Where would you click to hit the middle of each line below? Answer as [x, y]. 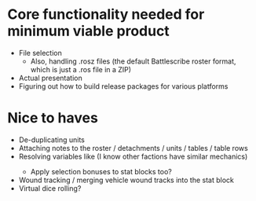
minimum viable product [88, 31]
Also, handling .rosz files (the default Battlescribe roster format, [133, 61]
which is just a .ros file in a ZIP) [80, 69]
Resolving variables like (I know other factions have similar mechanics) [133, 156]
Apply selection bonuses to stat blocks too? [101, 171]
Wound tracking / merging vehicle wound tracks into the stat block [126, 180]
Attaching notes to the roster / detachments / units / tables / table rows [133, 148]
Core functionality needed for [106, 15]
